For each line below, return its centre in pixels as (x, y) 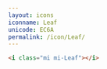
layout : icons (31, 15)
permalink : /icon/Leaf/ (47, 37)
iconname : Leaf (33, 22)
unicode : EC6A (31, 29)
